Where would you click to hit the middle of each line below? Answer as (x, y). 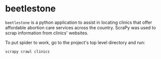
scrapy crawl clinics (28, 52)
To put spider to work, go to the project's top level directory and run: (75, 42)
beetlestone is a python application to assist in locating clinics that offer (79, 22)
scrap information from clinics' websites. (47, 33)
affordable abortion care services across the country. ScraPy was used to (80, 27)
